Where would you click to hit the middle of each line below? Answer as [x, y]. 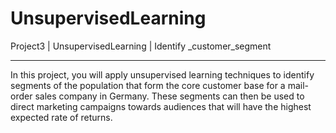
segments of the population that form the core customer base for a [148, 85]
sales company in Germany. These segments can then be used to [169, 96]
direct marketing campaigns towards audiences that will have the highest [161, 106]
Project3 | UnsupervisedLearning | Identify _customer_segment [141, 46]
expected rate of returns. [61, 117]
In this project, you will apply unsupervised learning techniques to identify [162, 74]
